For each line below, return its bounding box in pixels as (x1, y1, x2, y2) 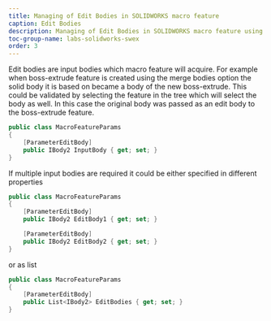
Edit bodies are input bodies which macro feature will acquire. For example (8, 64, 258, 74)
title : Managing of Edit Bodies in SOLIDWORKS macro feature (8, 11, 220, 20)
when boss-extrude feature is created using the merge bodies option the (8, 73, 252, 83)
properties (8, 176, 43, 187)
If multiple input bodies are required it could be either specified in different (8, 168, 257, 178)
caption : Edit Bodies (8, 20, 82, 28)
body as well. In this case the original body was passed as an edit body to (8, 99, 256, 109)
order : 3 (8, 42, 38, 50)
